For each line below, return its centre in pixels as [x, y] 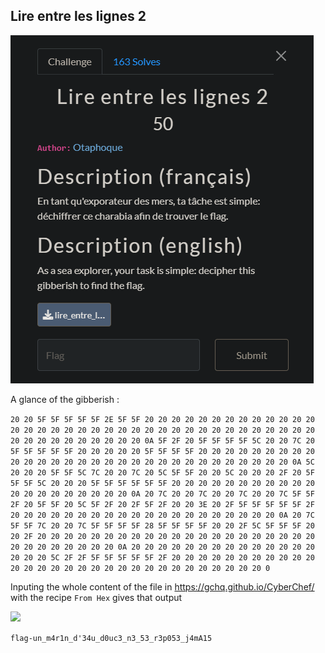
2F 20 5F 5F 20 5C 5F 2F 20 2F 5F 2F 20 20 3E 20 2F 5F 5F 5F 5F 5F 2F [162, 504]
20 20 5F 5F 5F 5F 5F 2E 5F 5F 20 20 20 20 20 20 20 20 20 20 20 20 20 [162, 419]
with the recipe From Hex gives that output [96, 597]
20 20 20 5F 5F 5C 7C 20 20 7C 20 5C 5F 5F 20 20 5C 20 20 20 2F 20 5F [162, 472]
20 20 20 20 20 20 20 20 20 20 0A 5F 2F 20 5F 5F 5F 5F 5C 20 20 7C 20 [162, 440]
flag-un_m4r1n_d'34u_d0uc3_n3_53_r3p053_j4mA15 [111, 638]
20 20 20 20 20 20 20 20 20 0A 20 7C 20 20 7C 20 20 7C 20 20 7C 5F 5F [162, 494]
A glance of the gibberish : [65, 399]
